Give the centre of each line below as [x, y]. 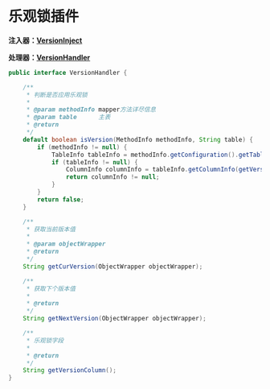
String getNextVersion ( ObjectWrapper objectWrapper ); [115, 319]
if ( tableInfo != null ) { [94, 162]
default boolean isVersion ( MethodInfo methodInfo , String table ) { [138, 139]
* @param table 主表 [68, 118]
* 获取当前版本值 [51, 229]
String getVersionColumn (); [70, 370]
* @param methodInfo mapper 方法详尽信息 [91, 110]
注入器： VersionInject [45, 40]
